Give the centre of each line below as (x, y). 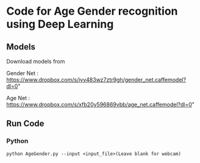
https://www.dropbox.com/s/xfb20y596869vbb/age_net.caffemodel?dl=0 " (101, 104)
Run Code (25, 124)
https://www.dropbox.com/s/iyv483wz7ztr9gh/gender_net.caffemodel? (96, 80)
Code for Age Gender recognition (92, 11)
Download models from (36, 61)
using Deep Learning (60, 24)
